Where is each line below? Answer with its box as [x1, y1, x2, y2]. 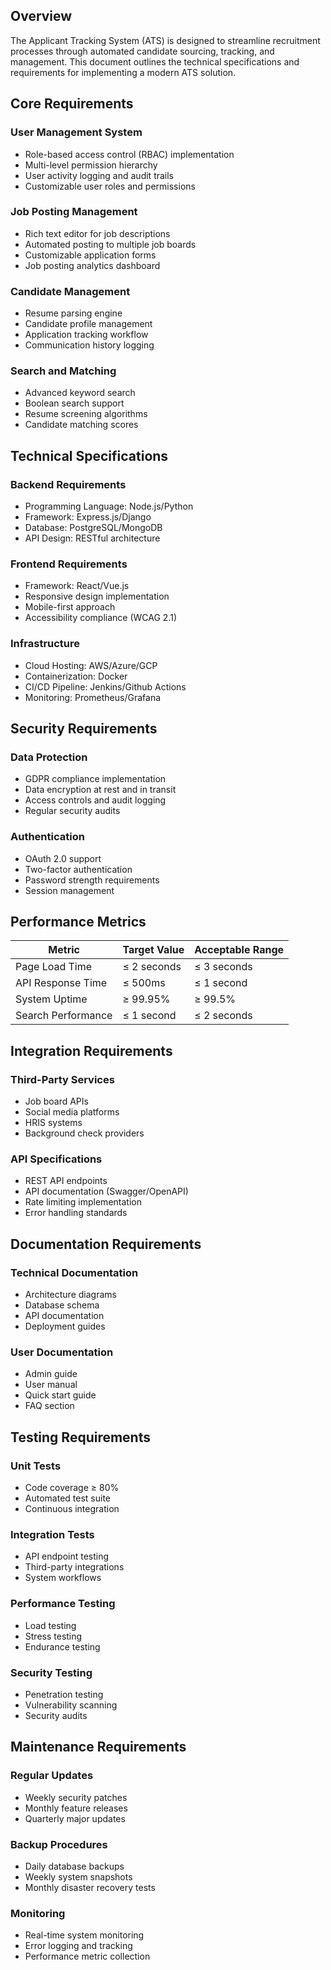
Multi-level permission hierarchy [24, 159, 158, 171]
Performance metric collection [24, 1950, 151, 1963]
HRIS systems [24, 1117, 83, 1129]
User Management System [10, 125, 143, 139]
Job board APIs [24, 1095, 89, 1108]
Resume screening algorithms [24, 408, 148, 420]
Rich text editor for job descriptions [24, 227, 171, 239]
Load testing [24, 1619, 77, 1631]
